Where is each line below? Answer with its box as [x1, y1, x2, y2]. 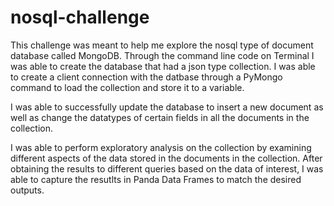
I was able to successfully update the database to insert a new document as [10, 101, 324, 113]
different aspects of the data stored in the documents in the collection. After [10, 152, 323, 164]
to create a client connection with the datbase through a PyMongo [10, 71, 283, 83]
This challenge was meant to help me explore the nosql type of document [10, 39, 314, 51]
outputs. [10, 184, 45, 196]
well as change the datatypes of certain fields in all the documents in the [10, 111, 310, 123]
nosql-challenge [10, 6, 150, 29]
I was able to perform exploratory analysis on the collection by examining [10, 141, 312, 153]
